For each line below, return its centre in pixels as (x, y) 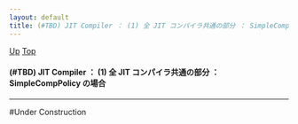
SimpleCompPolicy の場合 (58, 83)
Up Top (23, 50)
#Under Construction (48, 112)
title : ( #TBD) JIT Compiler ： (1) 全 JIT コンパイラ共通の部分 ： (128, 26)
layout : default (39, 17)
